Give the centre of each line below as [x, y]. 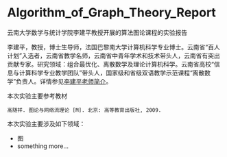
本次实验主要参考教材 [37, 96]
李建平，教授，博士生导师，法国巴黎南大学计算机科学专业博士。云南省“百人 [114, 47]
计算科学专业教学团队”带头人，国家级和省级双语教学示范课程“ [106, 73]
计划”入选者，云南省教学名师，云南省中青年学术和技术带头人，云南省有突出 [114, 56]
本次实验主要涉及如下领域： [46, 123]
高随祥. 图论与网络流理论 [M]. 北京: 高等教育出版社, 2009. [84, 110]
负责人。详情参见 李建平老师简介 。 [64, 81]
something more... [43, 146]
